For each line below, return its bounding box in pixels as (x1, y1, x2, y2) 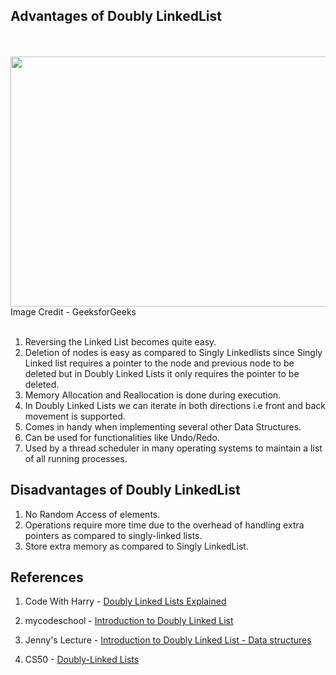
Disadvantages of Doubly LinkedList (10, 482, 241, 499)
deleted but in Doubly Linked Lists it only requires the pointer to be (24, 367, 300, 379)
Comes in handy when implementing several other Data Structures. (24, 420, 302, 433)
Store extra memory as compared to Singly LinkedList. (24, 540, 249, 552)
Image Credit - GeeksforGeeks (10, 305, 137, 318)
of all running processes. (24, 452, 128, 464)
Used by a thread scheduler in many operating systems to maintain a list (24, 442, 323, 454)
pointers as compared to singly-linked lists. (24, 529, 203, 541)
